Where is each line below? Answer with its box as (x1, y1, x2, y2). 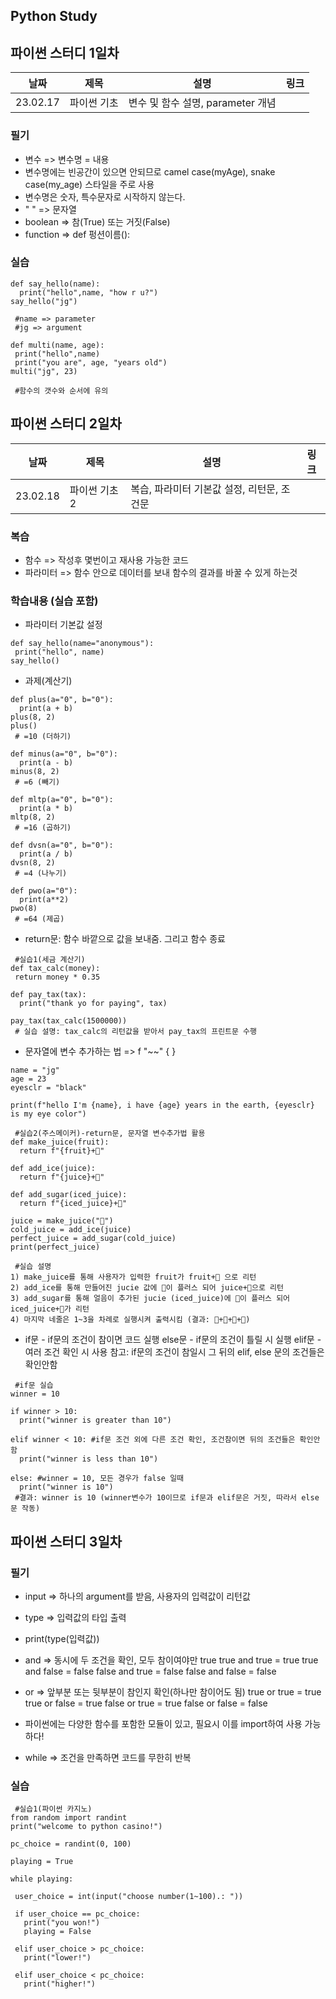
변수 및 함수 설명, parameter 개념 (128, 96, 277, 110)
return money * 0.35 (14, 972, 101, 983)
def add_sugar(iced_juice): (10, 1190, 128, 1200)
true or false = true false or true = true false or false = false (24, 1697, 268, 1709)
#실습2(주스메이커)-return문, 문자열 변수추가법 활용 (14, 1129, 206, 1139)
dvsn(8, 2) (10, 858, 56, 868)
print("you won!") (23, 1918, 101, 1928)
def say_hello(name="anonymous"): (10, 639, 155, 649)
